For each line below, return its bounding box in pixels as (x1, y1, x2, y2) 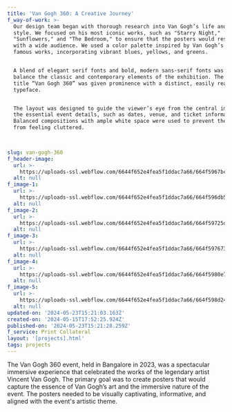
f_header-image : (7, 155, 54, 162)
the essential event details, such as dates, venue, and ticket (13, 111, 202, 118)
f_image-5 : (7, 284, 39, 291)
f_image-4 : (7, 258, 39, 265)
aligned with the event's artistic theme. (7, 397, 117, 405)
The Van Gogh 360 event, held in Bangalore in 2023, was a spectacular (7, 360, 210, 369)
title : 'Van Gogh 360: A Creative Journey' (7, 10, 135, 17)
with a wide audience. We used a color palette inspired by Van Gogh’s (13, 42, 224, 49)
